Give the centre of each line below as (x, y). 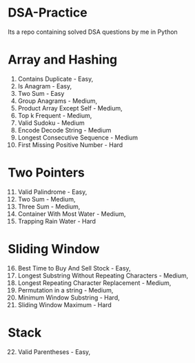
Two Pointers (47, 173)
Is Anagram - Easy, (44, 86)
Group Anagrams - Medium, (58, 101)
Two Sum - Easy (41, 93)
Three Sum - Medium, (49, 206)
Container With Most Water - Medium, (72, 214)
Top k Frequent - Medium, (55, 115)
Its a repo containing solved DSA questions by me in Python (93, 32)
